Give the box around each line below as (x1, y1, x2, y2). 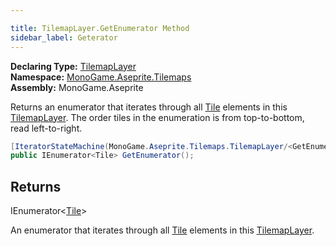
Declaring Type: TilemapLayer (10, 60, 137, 72)
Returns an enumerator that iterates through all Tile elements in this (10, 101, 288, 113)
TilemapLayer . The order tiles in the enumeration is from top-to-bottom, (10, 111, 305, 123)
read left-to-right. (10, 122, 83, 134)
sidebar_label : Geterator (10, 32, 118, 43)
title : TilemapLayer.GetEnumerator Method (10, 23, 190, 33)
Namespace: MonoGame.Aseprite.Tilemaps (10, 71, 192, 83)
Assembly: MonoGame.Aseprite (10, 81, 144, 93)
